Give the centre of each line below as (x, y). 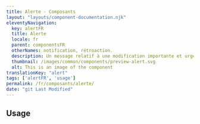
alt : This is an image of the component (62, 67)
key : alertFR (28, 28)
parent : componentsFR (38, 45)
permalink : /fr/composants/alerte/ (50, 84)
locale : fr (25, 39)
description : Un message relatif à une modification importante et (97, 56)
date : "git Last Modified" (40, 89)
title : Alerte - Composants (41, 12)
